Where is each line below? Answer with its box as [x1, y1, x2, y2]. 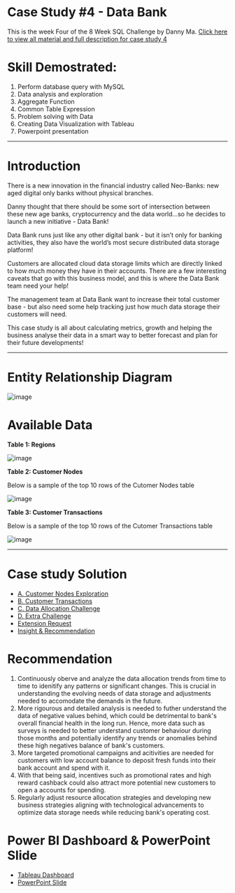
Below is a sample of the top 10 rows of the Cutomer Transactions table [7, 521, 213, 530]
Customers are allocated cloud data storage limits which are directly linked [7, 259, 222, 267]
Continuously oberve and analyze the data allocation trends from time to [17, 674, 226, 682]
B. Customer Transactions [17, 596, 93, 605]
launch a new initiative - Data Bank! [7, 217, 109, 225]
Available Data [7, 417, 93, 433]
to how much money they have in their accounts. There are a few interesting [7, 267, 227, 275]
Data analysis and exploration [17, 90, 103, 98]
